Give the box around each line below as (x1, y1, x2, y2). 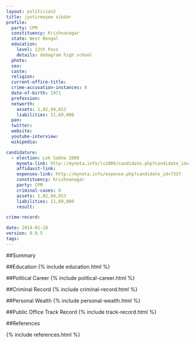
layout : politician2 (6, 8, 57, 15)
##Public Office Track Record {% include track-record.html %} (6, 308, 157, 316)
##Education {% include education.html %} (6, 263, 111, 270)
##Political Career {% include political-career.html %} (6, 274, 135, 281)
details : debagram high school (16, 52, 93, 58)
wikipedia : (11, 138, 38, 145)
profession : (11, 95, 41, 101)
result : (16, 204, 35, 210)
